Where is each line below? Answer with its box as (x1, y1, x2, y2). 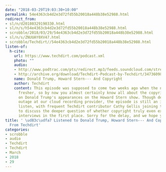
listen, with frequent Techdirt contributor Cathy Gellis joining (18, 104, 158, 109)
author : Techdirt (14, 81, 50, 86)
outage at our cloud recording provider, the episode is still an (18, 100, 158, 105)
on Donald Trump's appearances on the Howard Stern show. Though (18, 95, 156, 100)
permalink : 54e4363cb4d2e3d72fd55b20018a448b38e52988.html (5, 12, 129, 17)
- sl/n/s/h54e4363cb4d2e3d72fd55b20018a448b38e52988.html (5, 26, 127, 31)
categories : (5, 127, 30, 132)
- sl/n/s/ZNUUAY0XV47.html (5, 35, 61, 40)
